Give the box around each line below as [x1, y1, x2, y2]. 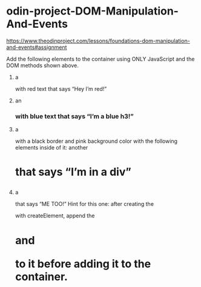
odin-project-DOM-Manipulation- [6, 4, 179, 18]
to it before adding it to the [15, 257, 151, 271]
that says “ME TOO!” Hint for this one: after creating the [15, 200, 154, 208]
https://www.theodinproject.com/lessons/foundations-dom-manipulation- [6, 37, 191, 44]
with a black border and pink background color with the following [15, 137, 177, 145]
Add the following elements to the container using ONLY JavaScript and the [6, 55, 195, 62]
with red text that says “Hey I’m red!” [15, 85, 107, 92]
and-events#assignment [6, 44, 67, 51]
